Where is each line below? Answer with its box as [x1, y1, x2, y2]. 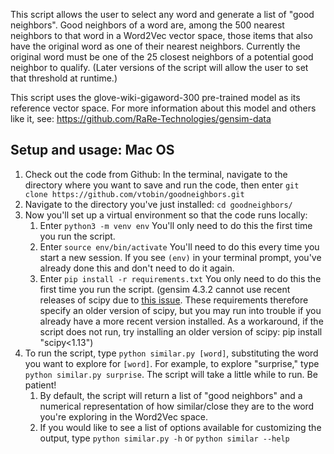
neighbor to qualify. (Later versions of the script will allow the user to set [10, 62, 309, 73]
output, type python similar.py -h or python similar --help [39, 432, 290, 444]
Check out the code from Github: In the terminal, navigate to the [24, 168, 288, 180]
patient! [24, 379, 57, 391]
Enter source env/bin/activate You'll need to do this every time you [39, 240, 320, 253]
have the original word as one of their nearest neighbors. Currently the [10, 40, 301, 52]
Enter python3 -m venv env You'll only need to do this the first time [39, 219, 313, 231]
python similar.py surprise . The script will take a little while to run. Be [24, 368, 318, 380]
